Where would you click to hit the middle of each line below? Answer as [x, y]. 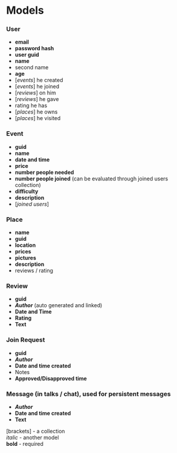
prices [23, 252]
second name [32, 68]
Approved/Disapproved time [51, 378]
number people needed [44, 172]
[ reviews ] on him [35, 93]
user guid [27, 55]
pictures [26, 258]
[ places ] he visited [38, 118]
